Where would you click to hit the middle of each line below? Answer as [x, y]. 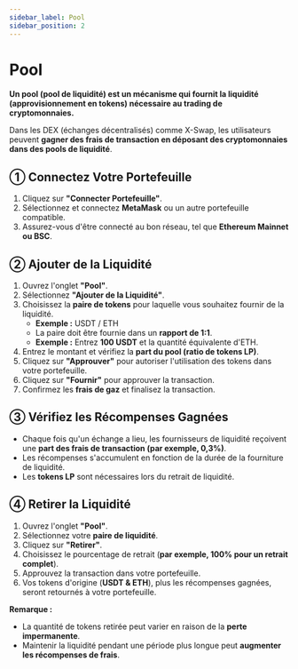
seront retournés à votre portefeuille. [89, 592]
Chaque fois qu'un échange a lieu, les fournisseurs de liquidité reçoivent [154, 438]
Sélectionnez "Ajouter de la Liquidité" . [93, 295]
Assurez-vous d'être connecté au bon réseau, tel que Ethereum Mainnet [155, 227]
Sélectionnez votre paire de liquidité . [90, 535]
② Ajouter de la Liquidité [81, 264]
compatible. [44, 218]
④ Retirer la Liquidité [70, 504]
